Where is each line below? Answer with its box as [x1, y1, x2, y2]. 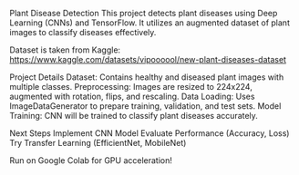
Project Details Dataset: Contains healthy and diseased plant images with [9, 72, 284, 83]
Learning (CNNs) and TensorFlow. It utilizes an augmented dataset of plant [9, 17, 290, 28]
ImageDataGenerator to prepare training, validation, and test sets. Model [9, 101, 282, 112]
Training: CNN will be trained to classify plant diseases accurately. [9, 111, 258, 121]
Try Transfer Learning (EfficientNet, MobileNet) [9, 138, 187, 148]
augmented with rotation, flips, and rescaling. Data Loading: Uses [9, 91, 255, 102]
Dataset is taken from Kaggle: [9, 44, 121, 55]
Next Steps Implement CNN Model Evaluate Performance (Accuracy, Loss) [9, 128, 290, 139]
